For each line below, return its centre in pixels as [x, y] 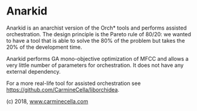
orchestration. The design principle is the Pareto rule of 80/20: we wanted [99, 34]
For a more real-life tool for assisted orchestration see [74, 83]
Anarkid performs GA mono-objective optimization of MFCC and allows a [98, 59]
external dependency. [34, 71]
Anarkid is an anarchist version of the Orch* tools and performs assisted [96, 28]
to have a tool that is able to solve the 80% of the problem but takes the [96, 40]
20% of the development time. [44, 47]
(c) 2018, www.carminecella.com [47, 101]
